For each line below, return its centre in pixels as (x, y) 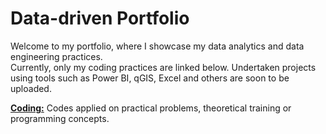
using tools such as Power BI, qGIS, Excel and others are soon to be (150, 78)
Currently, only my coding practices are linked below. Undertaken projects (163, 67)
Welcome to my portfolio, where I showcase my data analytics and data (157, 46)
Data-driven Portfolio (100, 18)
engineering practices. (56, 56)
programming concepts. (60, 118)
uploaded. (31, 88)
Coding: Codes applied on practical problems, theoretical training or (151, 108)
